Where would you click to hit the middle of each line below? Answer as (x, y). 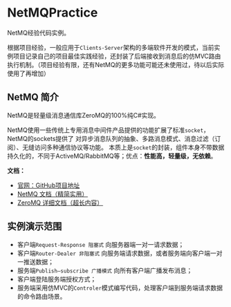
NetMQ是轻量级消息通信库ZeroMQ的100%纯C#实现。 (84, 115)
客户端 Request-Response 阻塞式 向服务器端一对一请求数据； (101, 244)
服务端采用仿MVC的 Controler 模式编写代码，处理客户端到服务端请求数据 (120, 288)
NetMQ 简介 (33, 97)
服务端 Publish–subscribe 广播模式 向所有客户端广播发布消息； (105, 270)
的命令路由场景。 (41, 296)
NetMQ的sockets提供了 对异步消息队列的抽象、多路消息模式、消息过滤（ (111, 138)
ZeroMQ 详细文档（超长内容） (60, 203)
